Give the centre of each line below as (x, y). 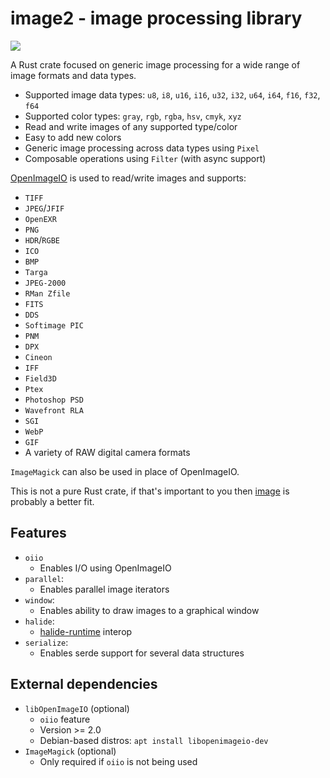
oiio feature (65, 719)
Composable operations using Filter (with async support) (145, 158)
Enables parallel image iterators (104, 589)
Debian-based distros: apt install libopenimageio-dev (154, 740)
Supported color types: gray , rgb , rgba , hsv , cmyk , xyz (133, 116)
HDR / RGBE (42, 239)
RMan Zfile (47, 293)
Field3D (40, 378)
